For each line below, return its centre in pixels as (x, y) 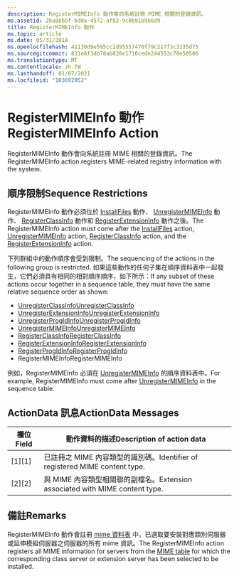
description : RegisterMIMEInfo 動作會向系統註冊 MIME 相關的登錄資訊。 (107, 14)
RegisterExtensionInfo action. (51, 244)
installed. (21, 566)
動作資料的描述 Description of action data (136, 439)
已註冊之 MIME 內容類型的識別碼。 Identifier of (121, 457)
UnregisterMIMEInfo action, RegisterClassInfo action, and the (97, 236)
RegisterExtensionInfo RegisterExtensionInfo (82, 343)
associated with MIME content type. (103, 489)
